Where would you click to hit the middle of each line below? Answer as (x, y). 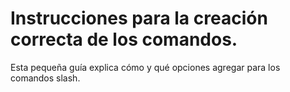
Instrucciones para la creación (139, 18)
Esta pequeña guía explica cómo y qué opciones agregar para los (145, 67)
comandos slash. (45, 78)
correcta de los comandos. (124, 39)
